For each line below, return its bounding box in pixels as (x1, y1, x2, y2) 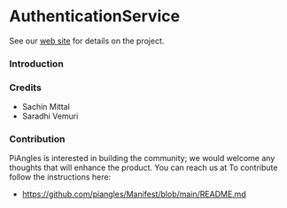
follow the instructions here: (9, 172, 112, 182)
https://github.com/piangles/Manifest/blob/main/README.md (21, 189, 246, 200)
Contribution (9, 133, 66, 145)
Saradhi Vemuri (21, 111, 79, 121)
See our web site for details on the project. (9, 35, 165, 46)
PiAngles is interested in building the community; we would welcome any (9, 153, 275, 164)
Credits (9, 81, 42, 94)
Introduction (9, 58, 64, 70)
